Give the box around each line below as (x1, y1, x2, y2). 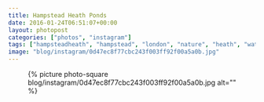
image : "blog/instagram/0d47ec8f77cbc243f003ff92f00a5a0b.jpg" (8, 48, 220, 56)
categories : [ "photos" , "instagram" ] (8, 33, 132, 42)
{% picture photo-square (27, 70, 108, 78)
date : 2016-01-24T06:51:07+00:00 (8, 19, 118, 27)
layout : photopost (8, 26, 68, 34)
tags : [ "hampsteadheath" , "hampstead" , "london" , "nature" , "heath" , (8, 41, 241, 49)
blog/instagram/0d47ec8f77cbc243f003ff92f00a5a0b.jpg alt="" (27, 78, 236, 87)
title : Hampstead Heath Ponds (8, 11, 108, 20)
